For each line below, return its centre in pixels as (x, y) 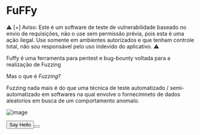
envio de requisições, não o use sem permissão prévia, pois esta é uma (95, 33)
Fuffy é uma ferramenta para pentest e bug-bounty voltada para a (89, 58)
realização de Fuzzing (34, 64)
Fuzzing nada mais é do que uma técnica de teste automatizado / (88, 87)
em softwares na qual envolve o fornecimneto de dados (111, 94)
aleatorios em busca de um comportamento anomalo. (73, 101)
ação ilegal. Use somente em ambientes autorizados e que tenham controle (100, 40)
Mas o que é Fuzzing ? (34, 76)
